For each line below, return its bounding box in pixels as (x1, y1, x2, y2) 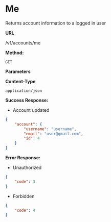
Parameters (5, 68, 31, 75)
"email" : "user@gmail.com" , (24, 131, 83, 136)
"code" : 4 (14, 208, 36, 213)
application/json (5, 88, 42, 93)
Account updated (12, 107, 50, 113)
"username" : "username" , (24, 126, 77, 132)
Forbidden (12, 193, 35, 199)
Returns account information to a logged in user (5, 20, 106, 26)
